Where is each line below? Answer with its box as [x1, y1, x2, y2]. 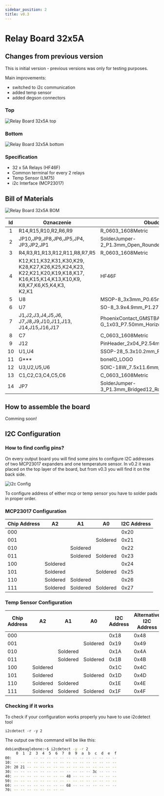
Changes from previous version [5, 52, 103, 61]
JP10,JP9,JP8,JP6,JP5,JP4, [19, 236, 84, 242]
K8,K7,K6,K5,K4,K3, [19, 282, 66, 289]
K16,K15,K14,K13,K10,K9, [19, 276, 82, 283]
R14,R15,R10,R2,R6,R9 [19, 227, 73, 234]
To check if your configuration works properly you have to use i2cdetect [5, 714, 150, 720]
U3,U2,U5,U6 [19, 364, 50, 371]
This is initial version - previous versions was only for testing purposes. [5, 65, 148, 71]
